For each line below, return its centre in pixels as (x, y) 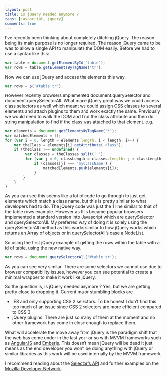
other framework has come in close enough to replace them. (74, 323)
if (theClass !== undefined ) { (46, 150)
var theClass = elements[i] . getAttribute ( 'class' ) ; (69, 145)
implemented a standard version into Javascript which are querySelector (80, 217)
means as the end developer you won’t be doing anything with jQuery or (79, 348)
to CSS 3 (21, 312)
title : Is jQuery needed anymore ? (42, 14)
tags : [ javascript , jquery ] (34, 19)
